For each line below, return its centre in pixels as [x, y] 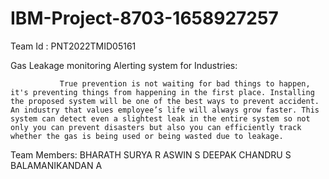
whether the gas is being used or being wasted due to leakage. [147, 136]
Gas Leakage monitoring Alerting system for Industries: [124, 65]
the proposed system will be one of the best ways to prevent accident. [165, 101]
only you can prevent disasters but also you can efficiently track [156, 127]
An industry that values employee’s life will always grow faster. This [165, 110]
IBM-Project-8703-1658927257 [144, 18]
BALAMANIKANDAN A [56, 165]
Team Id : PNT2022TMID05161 [73, 46]
